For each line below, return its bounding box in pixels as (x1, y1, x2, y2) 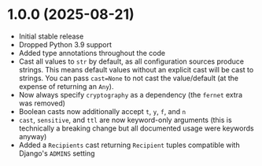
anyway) (18, 131, 47, 141)
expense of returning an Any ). (18, 81, 114, 91)
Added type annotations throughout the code (18, 48, 166, 57)
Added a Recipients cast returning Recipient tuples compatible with (18, 140, 241, 149)
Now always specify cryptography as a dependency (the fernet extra (18, 90, 243, 99)
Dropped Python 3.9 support (18, 39, 112, 49)
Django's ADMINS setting (18, 148, 95, 158)
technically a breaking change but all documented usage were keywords (18, 124, 254, 133)
